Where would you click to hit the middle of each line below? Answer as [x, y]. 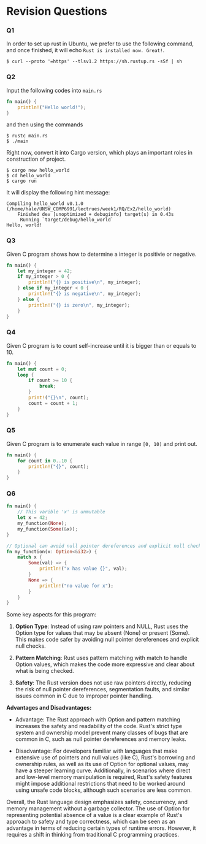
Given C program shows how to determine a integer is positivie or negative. [101, 254]
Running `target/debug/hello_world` [67, 220]
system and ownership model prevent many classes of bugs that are [101, 733]
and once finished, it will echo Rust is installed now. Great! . [85, 50]
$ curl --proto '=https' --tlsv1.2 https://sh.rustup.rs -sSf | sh [94, 62]
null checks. [30, 646]
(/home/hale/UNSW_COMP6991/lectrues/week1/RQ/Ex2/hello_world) [89, 209]
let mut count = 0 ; [42, 369]
